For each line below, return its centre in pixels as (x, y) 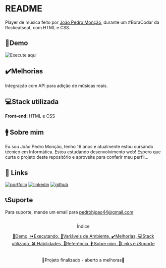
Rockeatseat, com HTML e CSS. (38, 27)
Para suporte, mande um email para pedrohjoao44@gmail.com (69, 212)
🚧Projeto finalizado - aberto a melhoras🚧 (83, 260)
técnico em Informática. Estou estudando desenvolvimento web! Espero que (83, 152)
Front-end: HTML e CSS (30, 116)
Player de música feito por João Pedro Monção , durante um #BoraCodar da (82, 22)
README (24, 9)
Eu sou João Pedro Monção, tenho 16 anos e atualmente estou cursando (79, 147)
